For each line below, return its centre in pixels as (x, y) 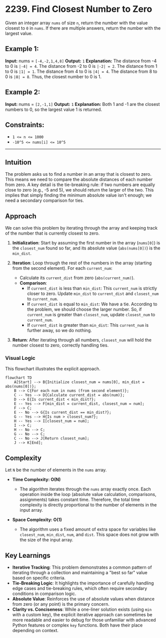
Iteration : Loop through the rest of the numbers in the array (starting (82, 263)
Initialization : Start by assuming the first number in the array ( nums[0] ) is (86, 243)
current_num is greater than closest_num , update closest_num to (91, 315)
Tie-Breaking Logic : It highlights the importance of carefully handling (83, 583)
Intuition (18, 162)
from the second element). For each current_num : (62, 268)
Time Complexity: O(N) (36, 480)
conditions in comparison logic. (44, 593)
